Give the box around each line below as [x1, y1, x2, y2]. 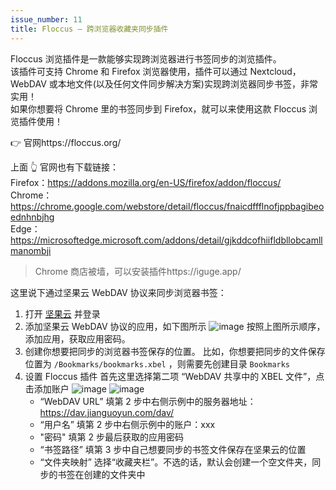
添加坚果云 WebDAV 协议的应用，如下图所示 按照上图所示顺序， [24, 320, 326, 332]
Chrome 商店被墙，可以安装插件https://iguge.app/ [34, 265, 242, 277]
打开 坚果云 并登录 [24, 307, 101, 320]
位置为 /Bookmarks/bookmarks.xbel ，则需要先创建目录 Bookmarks [24, 357, 291, 370]
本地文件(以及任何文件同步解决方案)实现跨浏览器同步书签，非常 [57, 77, 318, 90]
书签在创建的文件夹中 [57, 468, 146, 480]
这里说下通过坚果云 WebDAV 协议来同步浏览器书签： [10, 286, 227, 298]
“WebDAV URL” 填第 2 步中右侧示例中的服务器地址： [39, 395, 257, 407]
